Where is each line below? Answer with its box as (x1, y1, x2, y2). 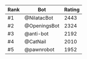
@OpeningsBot (24, 22, 60, 29)
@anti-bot (24, 30, 49, 37)
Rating (64, 6, 80, 13)
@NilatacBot (24, 15, 53, 21)
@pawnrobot (24, 46, 55, 53)
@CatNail (24, 39, 47, 45)
